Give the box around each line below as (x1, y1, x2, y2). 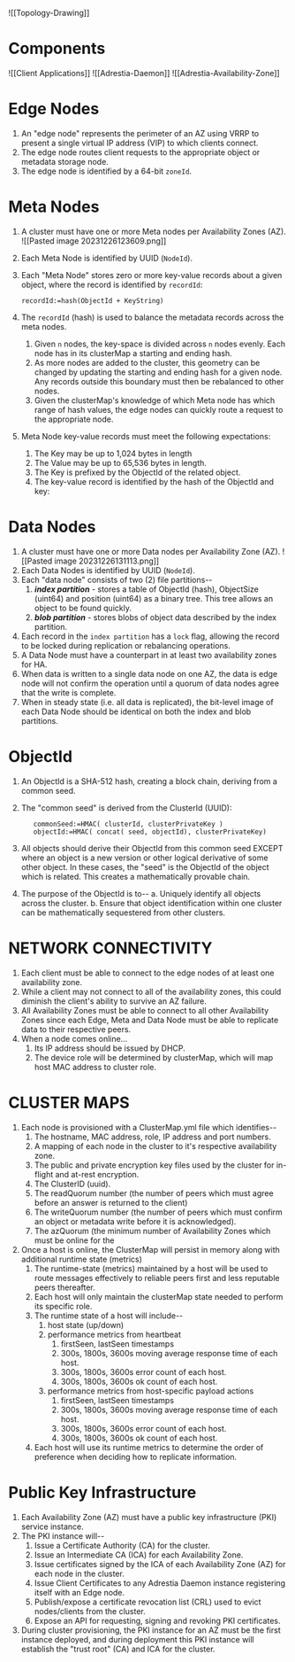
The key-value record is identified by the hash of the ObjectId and (34, 476, 275, 486)
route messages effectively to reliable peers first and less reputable (34, 1272, 280, 1283)
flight (34, 1169, 54, 1179)
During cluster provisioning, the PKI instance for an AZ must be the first (20, 1625, 281, 1635)
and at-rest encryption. (55, 1169, 140, 1179)
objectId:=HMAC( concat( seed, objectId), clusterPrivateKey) (33, 827, 267, 836)
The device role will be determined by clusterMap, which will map (34, 1052, 274, 1062)
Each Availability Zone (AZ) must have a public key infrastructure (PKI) (20, 1511, 277, 1522)
